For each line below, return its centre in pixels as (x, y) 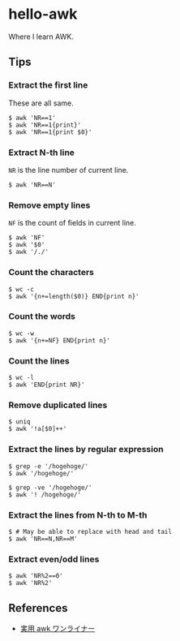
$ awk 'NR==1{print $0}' (50, 132)
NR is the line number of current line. (69, 170)
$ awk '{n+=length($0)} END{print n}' (74, 296)
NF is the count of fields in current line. (72, 223)
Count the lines (39, 360)
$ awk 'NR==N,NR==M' (43, 539)
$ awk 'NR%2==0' (36, 576)
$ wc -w (21, 333)
